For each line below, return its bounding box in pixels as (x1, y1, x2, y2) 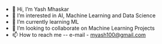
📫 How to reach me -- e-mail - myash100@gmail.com (11, 32, 146, 38)
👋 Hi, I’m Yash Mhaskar (11, 6, 69, 12)
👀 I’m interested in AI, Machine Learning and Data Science (11, 12, 156, 19)
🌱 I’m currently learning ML (11, 18, 79, 25)
